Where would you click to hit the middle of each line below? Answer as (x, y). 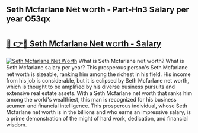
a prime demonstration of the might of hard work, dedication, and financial (97, 118)
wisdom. (17, 125)
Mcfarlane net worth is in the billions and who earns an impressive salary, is (99, 112)
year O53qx (28, 19)
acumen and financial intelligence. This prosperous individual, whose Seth (97, 106)
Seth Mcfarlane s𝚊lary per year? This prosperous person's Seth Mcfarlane (97, 67)
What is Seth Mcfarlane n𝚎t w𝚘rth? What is (131, 61)
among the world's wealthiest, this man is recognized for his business (91, 99)
